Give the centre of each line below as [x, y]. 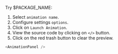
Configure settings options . [40, 22]
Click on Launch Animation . [40, 27]
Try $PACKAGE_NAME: [29, 8]
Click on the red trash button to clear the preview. [63, 38]
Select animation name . [36, 17]
